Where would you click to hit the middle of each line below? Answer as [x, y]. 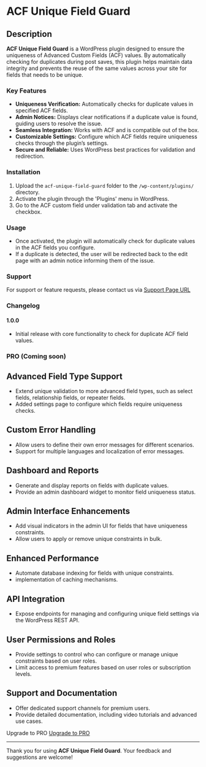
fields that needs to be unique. [45, 75]
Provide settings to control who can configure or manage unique [97, 654]
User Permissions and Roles [61, 640]
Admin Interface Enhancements [68, 511]
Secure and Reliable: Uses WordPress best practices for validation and [105, 150]
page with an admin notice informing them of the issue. [85, 260]
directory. [27, 192]
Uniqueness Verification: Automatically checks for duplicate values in [104, 104]
